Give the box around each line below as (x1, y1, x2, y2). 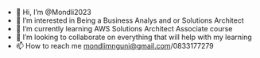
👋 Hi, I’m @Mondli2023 (15, 8, 91, 16)
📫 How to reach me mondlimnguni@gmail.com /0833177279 (15, 42, 215, 50)
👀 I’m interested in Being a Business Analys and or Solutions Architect (15, 16, 244, 25)
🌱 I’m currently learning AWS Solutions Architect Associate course (15, 24, 233, 33)
